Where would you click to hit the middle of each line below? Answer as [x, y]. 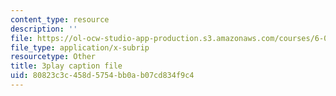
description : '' [44, 29]
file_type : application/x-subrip [80, 47]
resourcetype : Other [53, 57]
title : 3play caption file [66, 66]
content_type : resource [60, 19]
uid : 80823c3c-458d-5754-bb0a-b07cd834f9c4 [102, 76]
